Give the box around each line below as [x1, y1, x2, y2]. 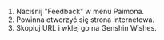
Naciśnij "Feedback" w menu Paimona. [15, 7, 145, 16]
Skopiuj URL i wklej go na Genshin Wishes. [15, 24, 158, 32]
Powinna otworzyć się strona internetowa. [15, 15, 154, 24]
